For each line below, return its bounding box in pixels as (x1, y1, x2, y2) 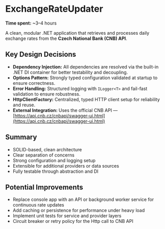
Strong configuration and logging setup (12, 157, 96, 164)
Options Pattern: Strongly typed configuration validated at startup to (12, 75, 158, 81)
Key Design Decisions (5, 50, 77, 59)
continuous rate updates (12, 202, 64, 208)
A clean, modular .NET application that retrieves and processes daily (5, 30, 150, 36)
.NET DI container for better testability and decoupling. (12, 69, 128, 75)
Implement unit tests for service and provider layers (12, 213, 122, 219)
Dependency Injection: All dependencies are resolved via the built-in (12, 63, 159, 70)
